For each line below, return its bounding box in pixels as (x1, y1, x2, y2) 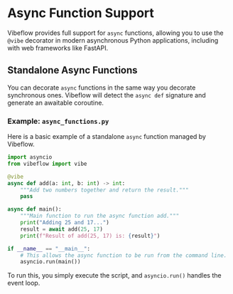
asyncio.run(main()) (20, 258, 81, 266)
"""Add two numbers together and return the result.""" (20, 187, 190, 194)
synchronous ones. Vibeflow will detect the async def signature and (7, 90, 206, 99)
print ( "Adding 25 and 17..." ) (20, 219, 110, 226)
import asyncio (7, 154, 53, 161)
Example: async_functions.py (7, 116, 109, 126)
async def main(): (7, 206, 62, 213)
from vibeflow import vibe (7, 160, 87, 167)
